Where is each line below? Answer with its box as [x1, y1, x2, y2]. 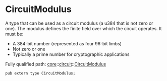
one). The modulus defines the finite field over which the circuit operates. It [5, 25, 162, 31]
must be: [5, 31, 24, 37]
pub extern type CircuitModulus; [5, 70, 76, 76]
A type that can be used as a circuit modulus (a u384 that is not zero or [5, 20, 153, 26]
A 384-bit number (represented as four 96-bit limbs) [12, 40, 122, 46]
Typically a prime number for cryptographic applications [12, 51, 130, 57]
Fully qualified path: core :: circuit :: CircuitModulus [5, 61, 106, 67]
